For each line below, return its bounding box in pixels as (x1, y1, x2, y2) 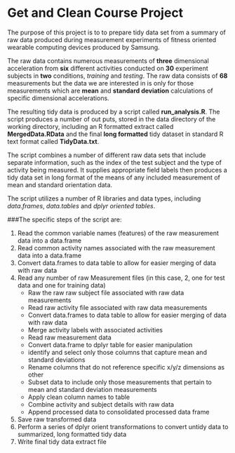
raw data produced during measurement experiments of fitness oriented (7, 35, 216, 43)
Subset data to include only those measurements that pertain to (27, 377, 212, 386)
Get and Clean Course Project (7, 5, 184, 21)
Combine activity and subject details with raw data (27, 400, 174, 408)
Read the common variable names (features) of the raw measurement (17, 229, 220, 237)
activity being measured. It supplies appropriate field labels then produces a (7, 165, 228, 174)
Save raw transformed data (17, 415, 97, 424)
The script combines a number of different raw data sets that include (7, 151, 206, 159)
